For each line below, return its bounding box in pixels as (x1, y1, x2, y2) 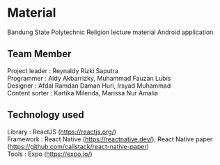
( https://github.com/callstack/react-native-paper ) (7, 142, 150, 150)
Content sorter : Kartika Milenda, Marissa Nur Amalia (7, 88, 159, 97)
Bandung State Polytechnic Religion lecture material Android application (7, 28, 214, 36)
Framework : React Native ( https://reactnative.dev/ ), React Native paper (7, 134, 213, 143)
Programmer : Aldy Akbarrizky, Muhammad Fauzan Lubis (7, 74, 171, 82)
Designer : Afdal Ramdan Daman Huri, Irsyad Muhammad (7, 81, 171, 90)
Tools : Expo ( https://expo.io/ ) (7, 150, 93, 158)
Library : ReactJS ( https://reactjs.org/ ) (7, 127, 117, 136)
